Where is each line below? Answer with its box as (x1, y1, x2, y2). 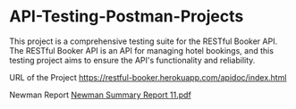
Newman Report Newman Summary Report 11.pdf (9, 89, 192, 100)
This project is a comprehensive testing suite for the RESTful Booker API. (9, 36, 278, 46)
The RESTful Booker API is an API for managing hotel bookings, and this (9, 45, 275, 55)
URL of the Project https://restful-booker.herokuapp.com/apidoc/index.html (9, 71, 287, 82)
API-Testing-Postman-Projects (9, 6, 244, 27)
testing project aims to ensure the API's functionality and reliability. (9, 54, 256, 65)
